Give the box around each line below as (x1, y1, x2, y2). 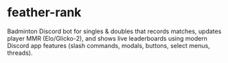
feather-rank (7, 5, 82, 20)
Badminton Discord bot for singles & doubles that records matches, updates (7, 27, 222, 35)
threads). (7, 49, 33, 57)
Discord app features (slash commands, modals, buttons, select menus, (7, 41, 211, 49)
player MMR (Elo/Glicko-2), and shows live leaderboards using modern (7, 34, 208, 42)
